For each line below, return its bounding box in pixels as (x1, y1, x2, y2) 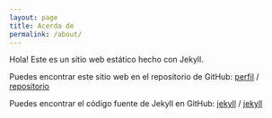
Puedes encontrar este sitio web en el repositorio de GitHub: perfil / (9, 72, 259, 82)
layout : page (9, 13, 58, 22)
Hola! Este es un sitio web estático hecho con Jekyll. (9, 55, 204, 65)
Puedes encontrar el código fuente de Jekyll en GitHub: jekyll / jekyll (9, 98, 263, 109)
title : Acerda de (9, 21, 75, 30)
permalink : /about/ (9, 29, 83, 38)
